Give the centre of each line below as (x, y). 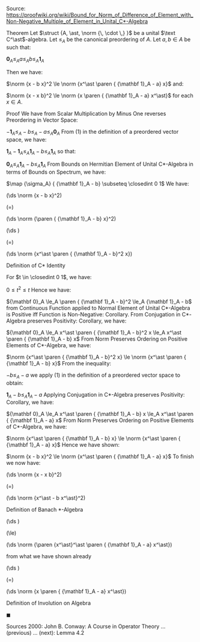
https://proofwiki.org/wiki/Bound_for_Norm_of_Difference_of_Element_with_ (100, 15)
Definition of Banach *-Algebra (45, 510)
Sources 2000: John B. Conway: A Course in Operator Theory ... (86, 626)
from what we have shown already (49, 556)
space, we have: (26, 139)
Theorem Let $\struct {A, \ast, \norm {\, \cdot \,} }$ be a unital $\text (91, 33)
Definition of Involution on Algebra (49, 603)
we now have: (23, 463)
